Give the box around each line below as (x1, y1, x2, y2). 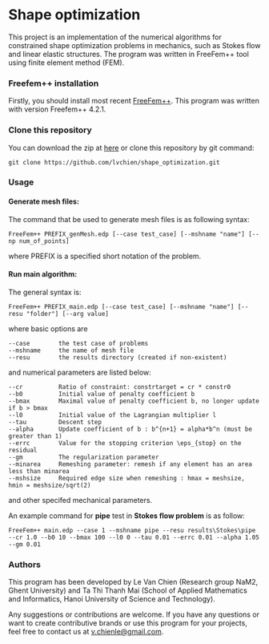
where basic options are (8, 323, 88, 334)
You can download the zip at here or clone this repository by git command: (8, 143, 255, 152)
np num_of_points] (8, 237, 70, 245)
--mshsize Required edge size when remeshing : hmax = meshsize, (8, 474, 246, 482)
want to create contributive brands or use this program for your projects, (8, 618, 248, 628)
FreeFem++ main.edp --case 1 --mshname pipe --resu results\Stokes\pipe (8, 526, 256, 534)
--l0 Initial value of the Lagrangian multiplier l (8, 411, 217, 419)
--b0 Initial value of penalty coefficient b (8, 390, 195, 398)
